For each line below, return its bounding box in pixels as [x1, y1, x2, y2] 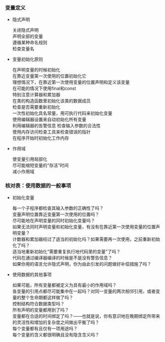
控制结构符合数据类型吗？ [12, 300, 65, 306]
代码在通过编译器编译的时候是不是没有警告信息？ [12, 255, 112, 261]
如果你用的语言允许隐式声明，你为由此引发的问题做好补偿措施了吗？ [12, 261, 152, 267]
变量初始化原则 [12, 56, 43, 63]
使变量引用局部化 [12, 156, 48, 162]
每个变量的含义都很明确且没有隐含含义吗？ [12, 332, 100, 338]
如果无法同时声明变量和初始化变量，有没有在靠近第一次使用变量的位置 [12, 223, 156, 229]
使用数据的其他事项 [12, 272, 52, 277]
